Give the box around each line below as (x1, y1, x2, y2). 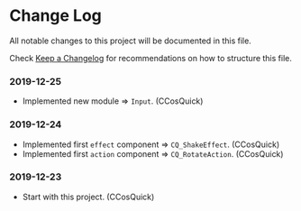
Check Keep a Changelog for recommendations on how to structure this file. (9, 52, 293, 63)
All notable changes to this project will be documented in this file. (9, 35, 252, 46)
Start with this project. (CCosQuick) (22, 191, 155, 202)
